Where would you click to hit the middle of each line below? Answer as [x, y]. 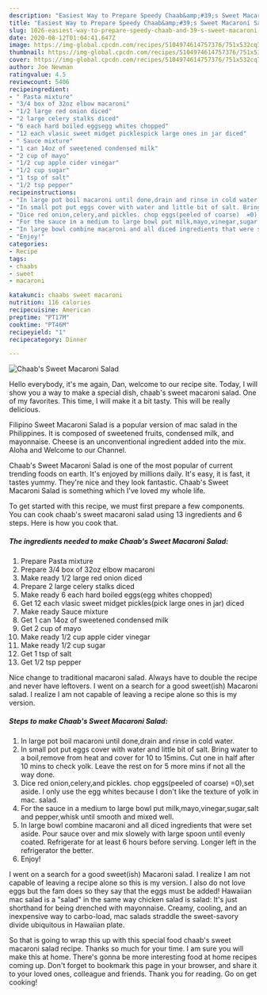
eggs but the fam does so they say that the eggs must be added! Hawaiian [130, 891]
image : [20, 45]
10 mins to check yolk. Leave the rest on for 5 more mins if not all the [133, 767]
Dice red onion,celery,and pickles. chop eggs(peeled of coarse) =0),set [137, 783]
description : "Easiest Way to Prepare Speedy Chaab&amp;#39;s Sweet [124, 15]
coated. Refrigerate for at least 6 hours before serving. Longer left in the [138, 842]
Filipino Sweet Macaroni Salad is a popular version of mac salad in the [123, 425]
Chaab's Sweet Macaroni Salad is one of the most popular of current [121, 465]
